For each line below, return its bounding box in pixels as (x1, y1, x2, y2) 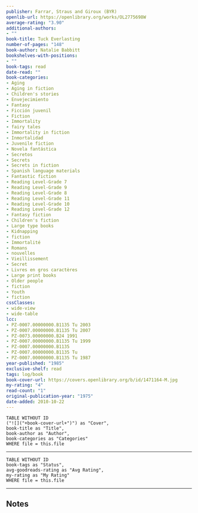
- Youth (6, 289, 25, 295)
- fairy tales (6, 124, 41, 130)
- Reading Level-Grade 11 (6, 196, 70, 202)
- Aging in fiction (6, 86, 54, 92)
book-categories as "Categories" (6, 436, 88, 441)
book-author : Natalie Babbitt (6, 47, 81, 53)
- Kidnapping (6, 228, 38, 234)
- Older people (6, 278, 44, 284)
